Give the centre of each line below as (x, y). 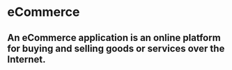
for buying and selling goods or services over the (116, 48)
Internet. (26, 59)
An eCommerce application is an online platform (114, 38)
